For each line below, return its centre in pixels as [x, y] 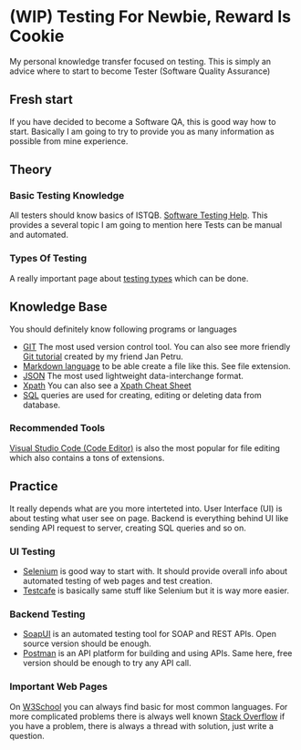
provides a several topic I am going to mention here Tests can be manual [146, 225]
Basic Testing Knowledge [67, 196]
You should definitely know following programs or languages [123, 329]
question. [27, 735]
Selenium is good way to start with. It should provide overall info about [155, 570]
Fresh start [41, 100]
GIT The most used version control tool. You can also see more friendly [156, 346]
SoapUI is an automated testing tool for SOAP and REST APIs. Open [149, 634]
